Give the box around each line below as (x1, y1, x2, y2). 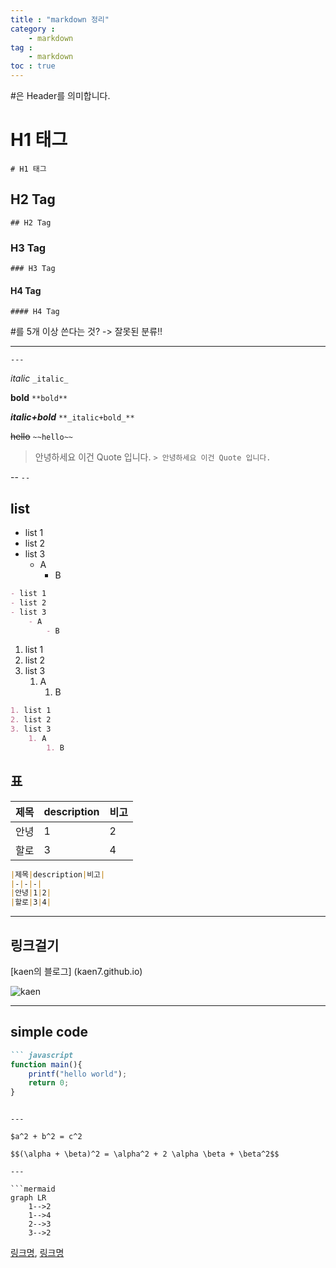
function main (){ (10, 1059, 83, 1070)
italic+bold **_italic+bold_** (10, 411, 135, 423)
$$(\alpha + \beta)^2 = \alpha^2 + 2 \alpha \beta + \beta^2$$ (10, 1149, 280, 1160)
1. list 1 (10, 706, 52, 716)
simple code (10, 1024, 89, 1041)
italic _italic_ (10, 372, 69, 385)
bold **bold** (10, 392, 68, 404)
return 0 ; (28, 1078, 70, 1088)
